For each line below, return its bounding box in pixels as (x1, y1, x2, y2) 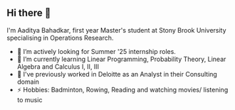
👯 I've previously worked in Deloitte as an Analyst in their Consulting (16, 70, 218, 78)
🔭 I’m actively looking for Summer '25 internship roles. (16, 47, 176, 55)
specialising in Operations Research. (6, 33, 114, 42)
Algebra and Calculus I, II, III (16, 62, 100, 71)
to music (16, 95, 43, 104)
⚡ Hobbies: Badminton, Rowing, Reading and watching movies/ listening (16, 85, 229, 94)
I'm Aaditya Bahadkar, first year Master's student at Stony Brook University (6, 26, 226, 34)
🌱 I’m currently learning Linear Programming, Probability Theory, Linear (16, 55, 226, 63)
